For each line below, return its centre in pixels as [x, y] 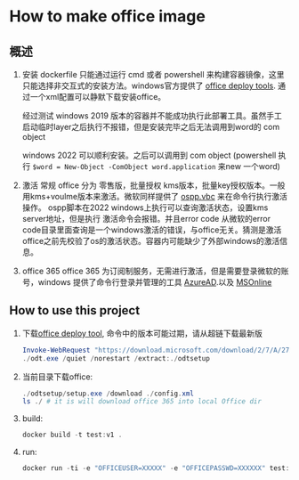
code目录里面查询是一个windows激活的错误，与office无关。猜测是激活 [152, 230]
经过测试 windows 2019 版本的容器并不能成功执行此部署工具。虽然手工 [152, 116]
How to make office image [108, 16]
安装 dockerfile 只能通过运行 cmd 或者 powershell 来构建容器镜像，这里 [153, 74]
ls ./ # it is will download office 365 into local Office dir [142, 402]
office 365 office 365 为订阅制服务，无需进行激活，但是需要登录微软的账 [155, 271]
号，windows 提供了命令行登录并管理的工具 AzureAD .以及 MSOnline [147, 282]
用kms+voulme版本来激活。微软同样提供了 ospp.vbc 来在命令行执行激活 [154, 196]
